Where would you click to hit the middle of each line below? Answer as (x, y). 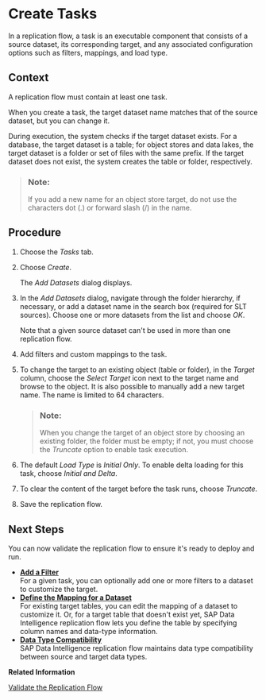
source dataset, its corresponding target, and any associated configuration (131, 44)
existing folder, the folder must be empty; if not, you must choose (146, 441)
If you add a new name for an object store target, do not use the (132, 199)
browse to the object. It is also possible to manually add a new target (132, 386)
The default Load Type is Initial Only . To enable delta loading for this (131, 465)
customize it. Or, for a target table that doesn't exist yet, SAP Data (127, 614)
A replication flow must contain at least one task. (88, 97)
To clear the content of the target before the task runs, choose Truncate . (139, 489)
